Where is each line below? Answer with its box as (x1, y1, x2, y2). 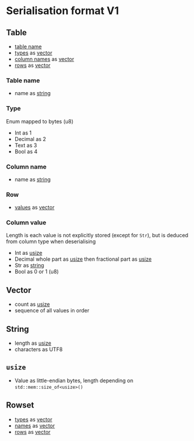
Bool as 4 (14, 148, 38, 155)
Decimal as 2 (14, 135, 46, 142)
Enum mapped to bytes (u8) (6, 117, 74, 124)
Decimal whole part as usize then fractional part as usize (14, 255, 152, 262)
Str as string (14, 262, 45, 269)
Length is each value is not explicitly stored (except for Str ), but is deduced (6, 232, 189, 239)
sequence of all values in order (14, 307, 90, 314)
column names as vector (14, 56, 74, 62)
